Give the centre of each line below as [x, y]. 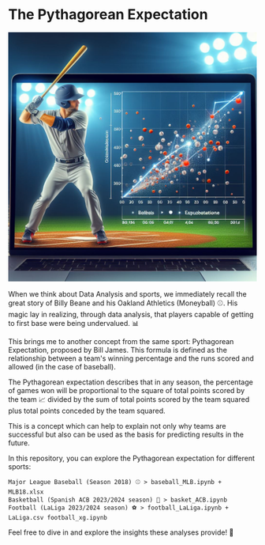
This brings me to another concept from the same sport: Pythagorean [121, 341]
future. [19, 443]
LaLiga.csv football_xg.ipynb [58, 517]
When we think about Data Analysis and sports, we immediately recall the [127, 293]
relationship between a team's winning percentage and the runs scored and [131, 358]
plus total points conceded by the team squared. [87, 411]
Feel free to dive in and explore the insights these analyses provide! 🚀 [121, 532]
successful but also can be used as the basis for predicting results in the [126, 434]
